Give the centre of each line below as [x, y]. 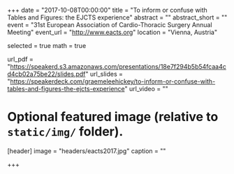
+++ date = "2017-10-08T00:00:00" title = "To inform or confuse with [107, 10]
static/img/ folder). [65, 132]
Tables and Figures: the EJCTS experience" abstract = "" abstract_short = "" [117, 17]
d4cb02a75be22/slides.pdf [46, 74]
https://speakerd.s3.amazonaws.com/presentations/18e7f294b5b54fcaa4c [118, 66]
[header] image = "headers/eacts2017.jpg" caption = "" [87, 151]
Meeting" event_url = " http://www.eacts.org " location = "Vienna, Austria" [112, 32]
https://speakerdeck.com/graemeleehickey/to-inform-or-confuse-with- [113, 81]
